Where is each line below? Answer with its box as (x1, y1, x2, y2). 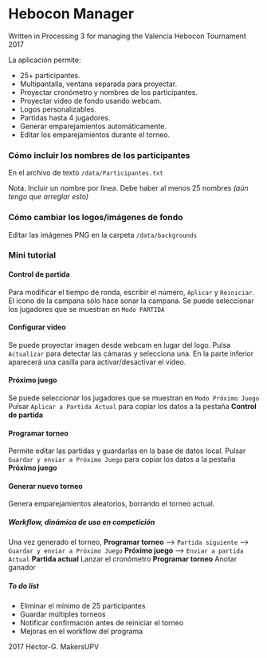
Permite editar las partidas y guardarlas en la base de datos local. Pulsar (8, 446, 246, 455)
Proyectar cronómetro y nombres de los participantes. (19, 87, 198, 97)
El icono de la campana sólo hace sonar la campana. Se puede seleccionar (8, 296, 254, 305)
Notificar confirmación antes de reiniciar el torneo (19, 618, 184, 628)
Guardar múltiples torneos (19, 609, 106, 619)
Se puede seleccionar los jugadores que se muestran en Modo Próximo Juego (8, 393, 260, 403)
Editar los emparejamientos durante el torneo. (19, 129, 171, 140)
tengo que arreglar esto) (8, 192, 89, 202)
